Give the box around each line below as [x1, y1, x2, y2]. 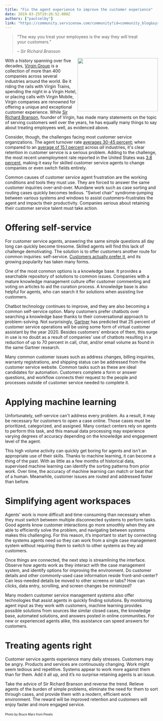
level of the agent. [5, 439, 41, 444]
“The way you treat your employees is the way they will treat [16, 34, 138, 40]
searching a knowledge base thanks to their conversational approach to [5, 313, 148, 320]
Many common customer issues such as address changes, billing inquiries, [5, 354, 155, 360]
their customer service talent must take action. [5, 205, 98, 211]
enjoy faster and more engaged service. [5, 702, 85, 707]
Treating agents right [5, 640, 92, 651]
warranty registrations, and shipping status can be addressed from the [5, 359, 147, 365]
